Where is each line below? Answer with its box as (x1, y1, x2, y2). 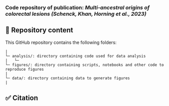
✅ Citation (5, 94, 38, 102)
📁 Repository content (5, 26, 73, 34)
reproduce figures (5, 67, 44, 72)
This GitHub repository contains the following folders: (5, 39, 117, 45)
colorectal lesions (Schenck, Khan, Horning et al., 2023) (5, 10, 147, 17)
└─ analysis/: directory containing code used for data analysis (5, 54, 146, 59)
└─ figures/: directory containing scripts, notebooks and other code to (5, 62, 164, 67)
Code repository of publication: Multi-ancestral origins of (5, 4, 150, 11)
